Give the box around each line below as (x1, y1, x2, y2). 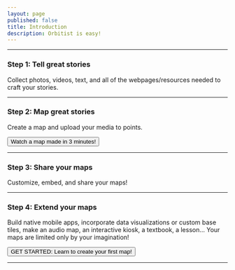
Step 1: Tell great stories (7, 60, 91, 69)
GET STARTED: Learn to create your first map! (10, 248, 133, 256)
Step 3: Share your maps (7, 162, 93, 172)
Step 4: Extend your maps (7, 203, 97, 212)
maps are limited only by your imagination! (7, 233, 129, 242)
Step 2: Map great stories (7, 107, 96, 116)
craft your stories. (7, 83, 59, 91)
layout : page (7, 10, 45, 18)
